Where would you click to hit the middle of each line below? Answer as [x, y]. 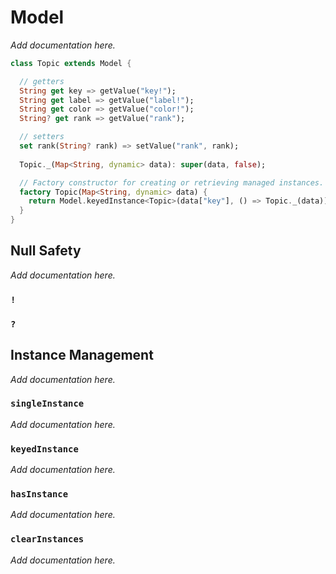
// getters [42, 81]
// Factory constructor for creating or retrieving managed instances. [172, 182]
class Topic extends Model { [71, 63]
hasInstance [39, 494]
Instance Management [82, 355]
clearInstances [47, 539]
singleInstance [47, 404]
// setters [42, 137]
